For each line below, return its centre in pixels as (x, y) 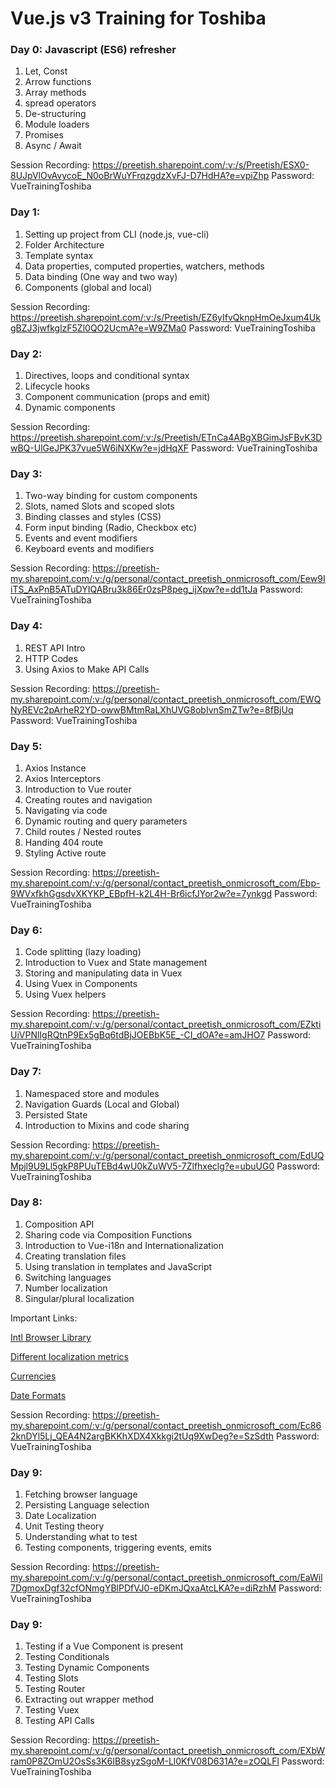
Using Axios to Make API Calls (87, 669)
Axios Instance (55, 768)
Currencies (33, 1376)
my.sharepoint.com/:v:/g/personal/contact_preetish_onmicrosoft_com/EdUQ (167, 1155)
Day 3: (26, 474)
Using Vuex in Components (81, 984)
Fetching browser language (81, 1494)
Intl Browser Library (51, 1337)
